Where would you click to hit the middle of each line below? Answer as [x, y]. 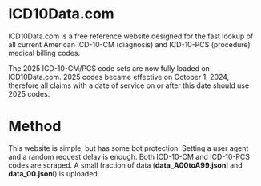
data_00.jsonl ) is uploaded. [54, 173]
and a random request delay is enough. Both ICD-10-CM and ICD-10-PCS [129, 156]
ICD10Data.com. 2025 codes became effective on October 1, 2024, [119, 77]
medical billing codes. [44, 53]
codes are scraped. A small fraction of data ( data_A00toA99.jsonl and [125, 165]
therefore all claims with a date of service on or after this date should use [129, 85]
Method [35, 127]
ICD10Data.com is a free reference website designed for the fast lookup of [131, 36]
